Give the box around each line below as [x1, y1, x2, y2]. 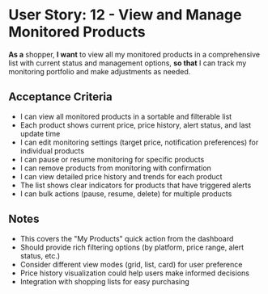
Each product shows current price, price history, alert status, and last [19, 120, 251, 130]
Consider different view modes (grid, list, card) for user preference [19, 259, 243, 269]
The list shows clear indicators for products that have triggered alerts [19, 180, 252, 190]
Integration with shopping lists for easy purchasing [19, 276, 190, 286]
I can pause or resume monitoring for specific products [19, 154, 205, 164]
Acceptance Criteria [8, 90, 113, 104]
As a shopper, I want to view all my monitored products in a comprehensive [8, 49, 261, 59]
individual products [19, 145, 85, 155]
